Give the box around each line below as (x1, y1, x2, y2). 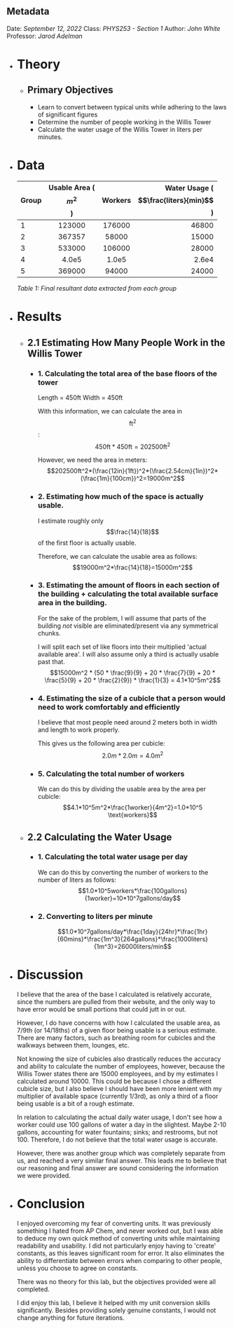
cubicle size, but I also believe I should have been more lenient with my (16, 1085, 222, 1093)
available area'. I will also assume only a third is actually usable (37, 649, 219, 659)
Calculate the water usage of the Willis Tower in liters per (37, 125, 202, 133)
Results (16, 309, 62, 325)
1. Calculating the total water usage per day (37, 852, 188, 862)
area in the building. (37, 598, 107, 608)
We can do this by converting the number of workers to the (37, 868, 209, 876)
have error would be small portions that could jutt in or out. (16, 1005, 186, 1014)
